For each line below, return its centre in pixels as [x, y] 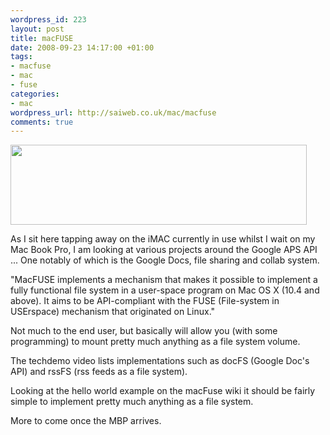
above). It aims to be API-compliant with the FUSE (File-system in [145, 301]
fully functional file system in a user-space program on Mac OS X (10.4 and [165, 290]
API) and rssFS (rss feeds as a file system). [99, 372]
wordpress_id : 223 [48, 19]
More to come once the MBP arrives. [86, 421]
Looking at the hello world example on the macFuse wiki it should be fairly [163, 391]
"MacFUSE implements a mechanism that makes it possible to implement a [164, 280]
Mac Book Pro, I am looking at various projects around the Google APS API [164, 250]
